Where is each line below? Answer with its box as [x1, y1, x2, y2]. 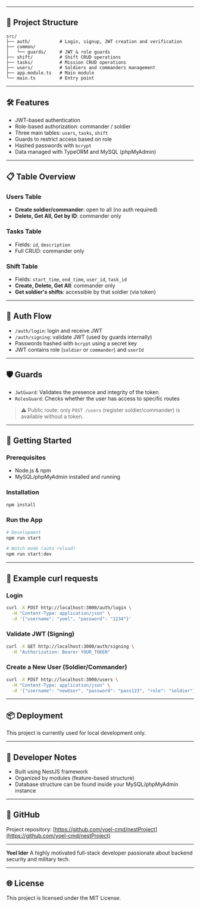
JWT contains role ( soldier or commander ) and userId [14, 346, 144, 353]
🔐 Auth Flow [6, 311, 52, 321]
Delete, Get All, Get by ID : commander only [14, 212, 121, 219]
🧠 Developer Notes [6, 752, 77, 762]
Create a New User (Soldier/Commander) [6, 663, 127, 671]
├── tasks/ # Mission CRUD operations [6, 59, 127, 66]
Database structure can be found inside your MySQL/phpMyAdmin [14, 781, 179, 788]
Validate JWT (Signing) [6, 630, 75, 638]
